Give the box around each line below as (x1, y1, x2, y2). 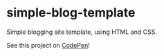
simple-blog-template (6, 5, 136, 21)
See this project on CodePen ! (6, 41, 91, 49)
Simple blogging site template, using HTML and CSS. (6, 28, 157, 36)
